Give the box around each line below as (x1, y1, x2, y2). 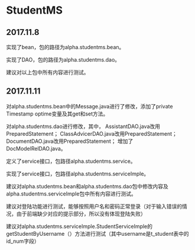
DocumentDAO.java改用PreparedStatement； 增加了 (6, 137, 134, 145)
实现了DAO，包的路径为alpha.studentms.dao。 (6, 56, 120, 63)
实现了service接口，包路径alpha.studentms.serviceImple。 (6, 170, 149, 177)
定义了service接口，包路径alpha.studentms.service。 (6, 158, 136, 165)
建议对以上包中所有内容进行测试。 (6, 69, 89, 76)
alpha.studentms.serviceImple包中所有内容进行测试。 (6, 190, 137, 197)
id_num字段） (6, 238, 40, 245)
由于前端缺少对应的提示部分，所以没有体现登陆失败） (16, 210, 146, 217)
